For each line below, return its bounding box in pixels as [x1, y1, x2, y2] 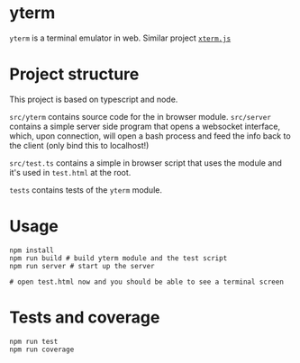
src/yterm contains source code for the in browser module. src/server [9, 111, 272, 122]
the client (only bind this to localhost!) [9, 140, 150, 150]
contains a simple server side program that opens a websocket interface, [9, 121, 281, 132]
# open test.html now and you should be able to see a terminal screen [9, 277, 284, 286]
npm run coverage [9, 345, 75, 354]
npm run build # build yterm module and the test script [9, 253, 228, 263]
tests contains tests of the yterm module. [9, 184, 162, 195]
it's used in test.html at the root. [9, 167, 132, 177]
